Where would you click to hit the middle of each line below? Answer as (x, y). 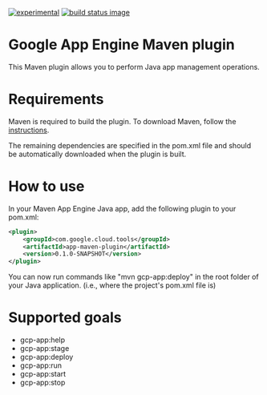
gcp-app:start (43, 374)
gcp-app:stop (42, 383)
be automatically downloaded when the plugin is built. (97, 154)
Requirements (56, 99)
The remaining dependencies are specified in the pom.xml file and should (130, 145)
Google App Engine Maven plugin (121, 45)
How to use (47, 186)
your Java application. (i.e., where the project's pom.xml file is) (112, 285)
